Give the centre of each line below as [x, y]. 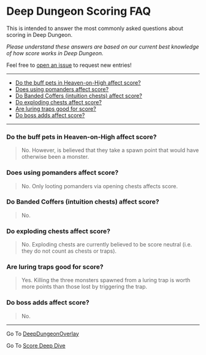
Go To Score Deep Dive [36, 345]
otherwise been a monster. [55, 157]
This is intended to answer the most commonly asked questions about [95, 28]
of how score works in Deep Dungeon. [55, 53]
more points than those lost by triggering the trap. [84, 287]
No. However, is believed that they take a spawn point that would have [110, 150]
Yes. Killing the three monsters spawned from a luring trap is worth [106, 280]
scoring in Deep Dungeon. [40, 34]
